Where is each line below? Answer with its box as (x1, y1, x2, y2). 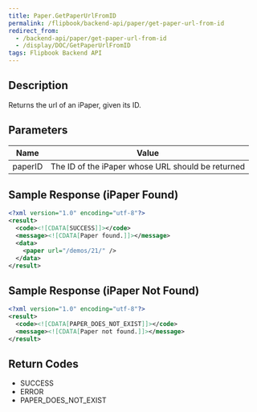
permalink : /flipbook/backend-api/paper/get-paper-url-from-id (8, 19, 225, 27)
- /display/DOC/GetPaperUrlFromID (15, 42, 131, 50)
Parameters (8, 124, 68, 137)
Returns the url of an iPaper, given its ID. (8, 100, 142, 109)
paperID (12, 161, 43, 172)
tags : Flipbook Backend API (8, 49, 103, 57)
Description (8, 79, 68, 92)
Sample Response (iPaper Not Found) (8, 284, 199, 297)
